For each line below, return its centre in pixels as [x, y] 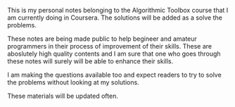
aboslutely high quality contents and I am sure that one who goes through [114, 53]
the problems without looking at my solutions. [73, 82]
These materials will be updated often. [63, 96]
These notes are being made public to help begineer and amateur [102, 39]
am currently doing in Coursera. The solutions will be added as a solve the [115, 18]
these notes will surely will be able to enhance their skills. [90, 61]
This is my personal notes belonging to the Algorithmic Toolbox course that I [118, 10]
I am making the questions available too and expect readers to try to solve [114, 75]
